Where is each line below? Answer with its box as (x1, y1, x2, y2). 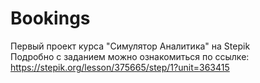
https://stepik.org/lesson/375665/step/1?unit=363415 (10, 61, 230, 73)
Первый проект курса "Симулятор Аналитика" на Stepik (10, 40, 251, 52)
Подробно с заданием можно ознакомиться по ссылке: (10, 50, 250, 62)
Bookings (10, 7, 91, 30)
